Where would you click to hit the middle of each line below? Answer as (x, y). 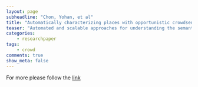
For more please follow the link (43, 78)
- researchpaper (37, 39)
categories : (21, 34)
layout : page (22, 11)
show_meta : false (27, 61)
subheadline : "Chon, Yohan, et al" (50, 17)
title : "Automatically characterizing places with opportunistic (88, 22)
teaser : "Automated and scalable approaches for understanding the (91, 28)
